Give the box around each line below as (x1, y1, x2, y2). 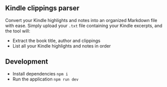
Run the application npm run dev (12, 76, 79, 82)
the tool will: (5, 27, 31, 34)
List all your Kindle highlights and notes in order (12, 42, 111, 49)
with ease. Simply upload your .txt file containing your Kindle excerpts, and (5, 22, 162, 28)
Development (5, 57, 49, 66)
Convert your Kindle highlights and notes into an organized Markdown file (5, 17, 157, 23)
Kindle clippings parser (5, 4, 80, 12)
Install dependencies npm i (12, 70, 68, 76)
